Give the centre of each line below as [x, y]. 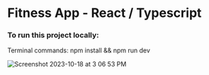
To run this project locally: [53, 35]
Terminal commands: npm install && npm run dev [79, 50]
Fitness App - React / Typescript [104, 13]
